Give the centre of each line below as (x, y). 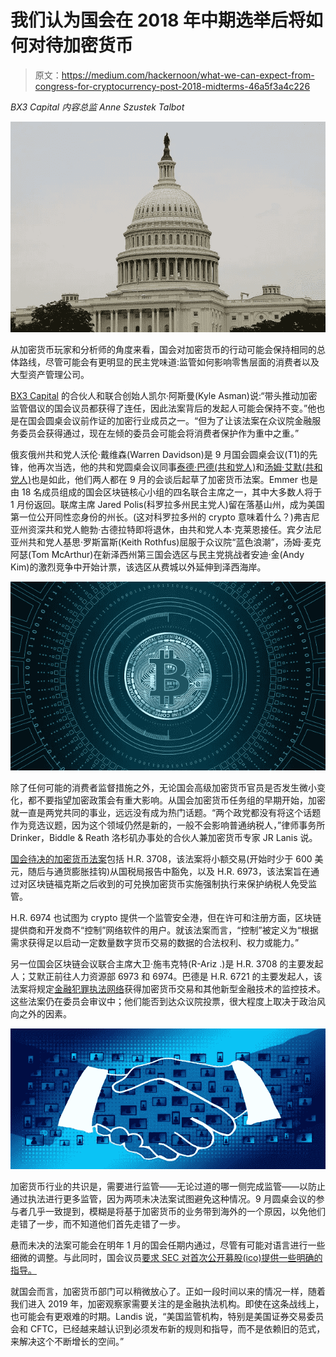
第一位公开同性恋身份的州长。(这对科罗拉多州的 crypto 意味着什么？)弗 (156, 517)
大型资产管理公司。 (50, 374)
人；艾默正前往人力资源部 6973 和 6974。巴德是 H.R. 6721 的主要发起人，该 (166, 977)
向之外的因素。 (41, 1014)
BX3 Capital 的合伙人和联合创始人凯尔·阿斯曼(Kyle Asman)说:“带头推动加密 (164, 395)
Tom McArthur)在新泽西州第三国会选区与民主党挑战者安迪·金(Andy (168, 554)
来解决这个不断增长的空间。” (67, 1341)
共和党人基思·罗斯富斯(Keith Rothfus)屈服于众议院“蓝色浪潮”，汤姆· (165, 542)
